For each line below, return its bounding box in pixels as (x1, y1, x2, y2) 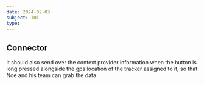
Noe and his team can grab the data (6, 72, 96, 79)
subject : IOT (6, 15, 40, 21)
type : (6, 20, 20, 26)
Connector (6, 42, 48, 53)
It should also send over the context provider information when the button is (6, 59, 197, 66)
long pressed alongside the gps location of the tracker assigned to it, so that (6, 65, 198, 73)
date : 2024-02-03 (6, 8, 51, 15)
